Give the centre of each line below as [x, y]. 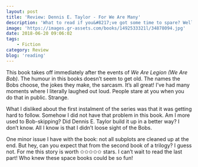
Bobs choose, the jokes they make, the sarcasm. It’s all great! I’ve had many [98, 85]
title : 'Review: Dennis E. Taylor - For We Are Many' [74, 17]
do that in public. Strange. [37, 97]
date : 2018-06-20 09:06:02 [39, 34]
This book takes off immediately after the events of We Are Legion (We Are [97, 72]
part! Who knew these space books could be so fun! [70, 158]
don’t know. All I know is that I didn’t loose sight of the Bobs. [79, 127]
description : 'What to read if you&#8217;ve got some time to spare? [93, 22]
